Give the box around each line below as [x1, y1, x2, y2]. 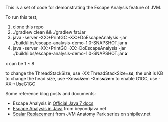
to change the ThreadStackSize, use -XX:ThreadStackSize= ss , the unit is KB [5, 70, 163, 76]
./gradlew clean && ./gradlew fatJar [12, 29, 86, 35]
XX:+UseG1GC [5, 81, 36, 87]
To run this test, [5, 14, 38, 20]
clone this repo [12, 24, 44, 30]
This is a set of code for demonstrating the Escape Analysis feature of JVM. [5, 5, 162, 10]
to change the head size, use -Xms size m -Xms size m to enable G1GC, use [5, 76, 158, 81]
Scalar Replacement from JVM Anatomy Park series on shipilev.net [12, 111, 151, 117]
